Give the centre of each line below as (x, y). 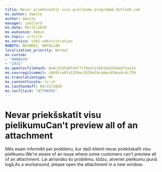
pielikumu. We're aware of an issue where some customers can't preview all (81, 154)
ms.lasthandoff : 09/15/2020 (34, 86)
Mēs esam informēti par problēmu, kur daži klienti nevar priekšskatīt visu (78, 149)
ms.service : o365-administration (39, 41)
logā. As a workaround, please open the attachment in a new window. (74, 164)
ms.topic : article (24, 37)
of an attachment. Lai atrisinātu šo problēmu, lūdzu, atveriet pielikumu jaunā (81, 159)
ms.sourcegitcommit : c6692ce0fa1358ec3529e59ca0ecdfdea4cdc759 (71, 73)
